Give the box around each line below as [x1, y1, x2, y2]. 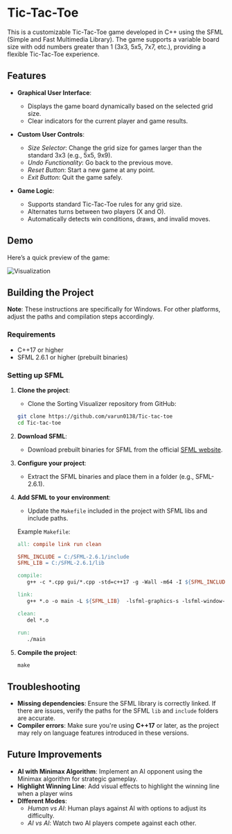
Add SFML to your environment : [17, 493, 111, 501]
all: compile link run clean [17, 541, 102, 547]
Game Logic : [17, 186, 55, 195]
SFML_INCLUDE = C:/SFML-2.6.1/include [17, 553, 130, 560]
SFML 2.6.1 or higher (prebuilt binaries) [17, 352, 128, 361]
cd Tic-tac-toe [17, 419, 62, 426]
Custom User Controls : [17, 130, 85, 138]
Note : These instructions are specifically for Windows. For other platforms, [7, 305, 221, 314]
